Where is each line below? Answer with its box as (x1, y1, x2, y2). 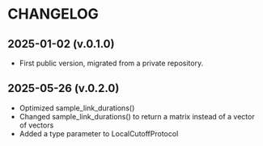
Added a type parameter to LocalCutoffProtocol (19, 128, 179, 138)
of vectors (19, 120, 54, 130)
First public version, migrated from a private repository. (19, 58, 204, 68)
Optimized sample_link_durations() (19, 102, 135, 113)
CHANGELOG (7, 5, 99, 23)
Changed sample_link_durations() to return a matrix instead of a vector (19, 111, 256, 121)
